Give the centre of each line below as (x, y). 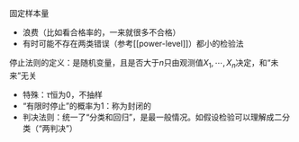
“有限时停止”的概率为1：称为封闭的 (86, 105)
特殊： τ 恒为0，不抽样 (63, 94)
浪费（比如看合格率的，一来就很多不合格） (101, 32)
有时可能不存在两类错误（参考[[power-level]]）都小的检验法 (133, 44)
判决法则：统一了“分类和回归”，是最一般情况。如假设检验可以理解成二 (152, 117)
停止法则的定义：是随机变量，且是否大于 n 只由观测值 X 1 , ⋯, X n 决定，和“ (140, 64)
